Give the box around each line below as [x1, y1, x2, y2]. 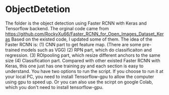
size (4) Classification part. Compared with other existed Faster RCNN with [5, 57, 160, 63]
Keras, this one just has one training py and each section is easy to [5, 63, 144, 69]
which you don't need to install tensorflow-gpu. [5, 84, 104, 90]
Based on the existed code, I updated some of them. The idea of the [11, 36, 152, 42]
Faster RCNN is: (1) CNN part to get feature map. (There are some [5, 41, 142, 47]
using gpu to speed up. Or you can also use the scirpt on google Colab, [5, 79, 153, 85]
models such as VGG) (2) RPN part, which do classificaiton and [21, 47, 152, 53]
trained [5, 47, 20, 53]
